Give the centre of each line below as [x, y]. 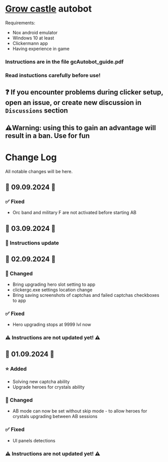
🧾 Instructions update [32, 243]
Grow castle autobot [49, 9]
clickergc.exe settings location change [52, 290]
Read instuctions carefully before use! [53, 75]
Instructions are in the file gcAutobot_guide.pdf [65, 62]
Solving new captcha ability [41, 382]
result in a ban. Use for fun [48, 136]
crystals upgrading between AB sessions [55, 417]
